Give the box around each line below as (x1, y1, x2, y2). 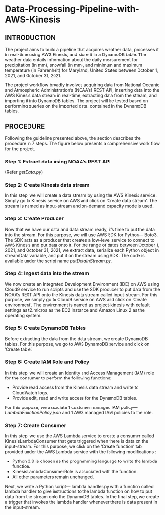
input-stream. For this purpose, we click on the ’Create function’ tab (5, 443, 142, 449)
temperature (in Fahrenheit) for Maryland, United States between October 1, (5, 67, 158, 73)
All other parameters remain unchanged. (12, 474, 94, 480)
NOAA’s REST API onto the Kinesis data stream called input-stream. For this (5, 292, 158, 298)
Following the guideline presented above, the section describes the (5, 135, 141, 141)
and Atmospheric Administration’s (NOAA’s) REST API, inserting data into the (5, 87, 160, 93)
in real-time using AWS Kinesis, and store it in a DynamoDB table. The (5, 52, 146, 57)
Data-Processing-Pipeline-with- (5, 3, 140, 15)
